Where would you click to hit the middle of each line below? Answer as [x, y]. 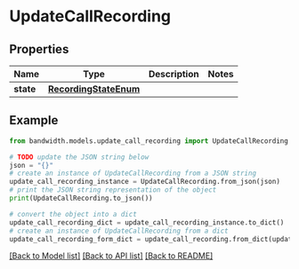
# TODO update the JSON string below [79, 157]
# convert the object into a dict [73, 214]
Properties [39, 49]
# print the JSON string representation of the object [113, 190]
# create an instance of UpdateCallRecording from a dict [119, 231]
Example [34, 120]
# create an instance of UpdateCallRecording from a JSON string [133, 174]
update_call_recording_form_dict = [75, 239]
